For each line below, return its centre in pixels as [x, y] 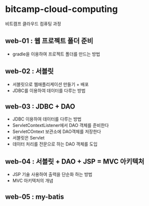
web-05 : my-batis [35, 197]
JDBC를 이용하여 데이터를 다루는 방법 [49, 90]
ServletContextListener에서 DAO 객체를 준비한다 [61, 125]
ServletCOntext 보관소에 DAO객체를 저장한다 [57, 131]
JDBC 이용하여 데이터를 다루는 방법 [47, 119]
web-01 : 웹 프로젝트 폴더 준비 [49, 41]
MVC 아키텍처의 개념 [33, 180]
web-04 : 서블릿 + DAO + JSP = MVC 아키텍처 [75, 161]
